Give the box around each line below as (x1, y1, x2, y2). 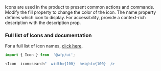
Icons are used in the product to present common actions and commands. (5, 4, 154, 10)
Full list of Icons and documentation (5, 32, 92, 39)
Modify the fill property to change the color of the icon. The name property (5, 9, 156, 15)
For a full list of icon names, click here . (5, 43, 83, 49)
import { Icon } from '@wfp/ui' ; (5, 52, 76, 58)
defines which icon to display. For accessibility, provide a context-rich (5, 15, 146, 20)
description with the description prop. (5, 20, 81, 25)
